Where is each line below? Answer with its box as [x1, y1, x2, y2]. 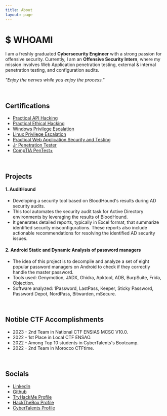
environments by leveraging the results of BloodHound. [12, 214, 128, 220]
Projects [5, 172, 32, 181]
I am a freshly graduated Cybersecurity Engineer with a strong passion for [5, 51, 162, 57]
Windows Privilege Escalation [12, 126, 74, 132]
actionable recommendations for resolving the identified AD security [12, 230, 155, 236]
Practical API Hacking [12, 115, 58, 121]
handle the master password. [12, 269, 74, 275]
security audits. [12, 203, 46, 209]
